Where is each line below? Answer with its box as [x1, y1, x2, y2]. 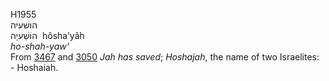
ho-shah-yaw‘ [10, 40, 70, 52]
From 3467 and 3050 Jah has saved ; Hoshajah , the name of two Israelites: [10, 51, 320, 63]
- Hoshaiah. [10, 62, 59, 73]
